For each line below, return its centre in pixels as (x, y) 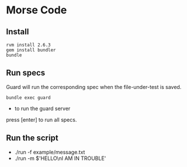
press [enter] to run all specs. (41, 119)
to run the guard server (42, 108)
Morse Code (37, 10)
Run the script (32, 138)
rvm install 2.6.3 (28, 45)
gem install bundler (31, 50)
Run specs (26, 73)
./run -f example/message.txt (50, 152)
